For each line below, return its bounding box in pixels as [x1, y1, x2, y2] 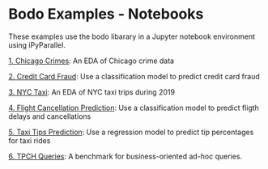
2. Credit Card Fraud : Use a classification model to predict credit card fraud [8, 71, 261, 81]
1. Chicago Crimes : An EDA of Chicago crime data [8, 56, 175, 65]
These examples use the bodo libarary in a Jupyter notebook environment [8, 32, 255, 41]
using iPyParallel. [8, 40, 66, 49]
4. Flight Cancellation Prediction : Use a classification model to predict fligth [8, 103, 259, 112]
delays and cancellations [8, 111, 91, 121]
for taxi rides [8, 135, 51, 146]
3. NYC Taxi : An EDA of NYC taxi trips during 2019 [8, 87, 176, 97]
